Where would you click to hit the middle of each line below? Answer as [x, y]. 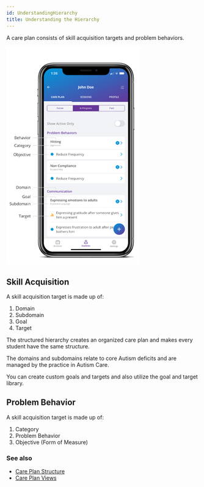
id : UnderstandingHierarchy [42, 13]
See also [19, 458]
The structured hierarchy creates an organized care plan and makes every [100, 340]
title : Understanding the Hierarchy [53, 19]
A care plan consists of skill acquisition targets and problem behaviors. [95, 37]
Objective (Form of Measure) [52, 442]
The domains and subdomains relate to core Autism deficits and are [92, 358]
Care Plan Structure [40, 472]
